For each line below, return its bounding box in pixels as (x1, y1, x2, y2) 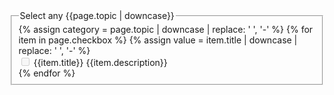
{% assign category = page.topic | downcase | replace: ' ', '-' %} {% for (18, 23, 314, 35)
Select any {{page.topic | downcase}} (19, 10, 175, 21)
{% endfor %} (18, 67, 76, 79)
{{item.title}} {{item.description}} (33, 56, 168, 68)
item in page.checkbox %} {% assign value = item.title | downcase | (18, 34, 298, 46)
